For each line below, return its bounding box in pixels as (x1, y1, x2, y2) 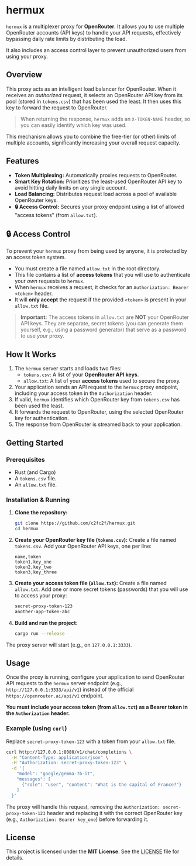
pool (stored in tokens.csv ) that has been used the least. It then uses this (6, 98, 182, 105)
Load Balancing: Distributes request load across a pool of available (14, 190, 177, 197)
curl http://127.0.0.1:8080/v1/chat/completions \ (6, 749, 132, 755)
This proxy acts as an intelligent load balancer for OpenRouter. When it (6, 85, 177, 92)
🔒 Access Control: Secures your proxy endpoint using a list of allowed (14, 203, 184, 210)
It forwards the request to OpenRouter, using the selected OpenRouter (14, 408, 184, 415)
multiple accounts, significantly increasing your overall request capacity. (6, 139, 181, 146)
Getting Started (6, 438, 64, 448)
